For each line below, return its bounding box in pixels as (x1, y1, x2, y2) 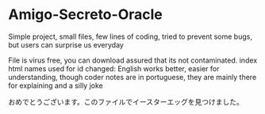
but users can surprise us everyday (8, 40, 125, 49)
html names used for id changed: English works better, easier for (8, 63, 220, 73)
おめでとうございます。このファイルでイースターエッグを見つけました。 (8, 97, 244, 106)
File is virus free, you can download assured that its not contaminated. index (8, 55, 258, 65)
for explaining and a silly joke (8, 81, 103, 90)
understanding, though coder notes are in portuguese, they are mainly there (8, 72, 257, 82)
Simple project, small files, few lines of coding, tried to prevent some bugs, (8, 32, 252, 41)
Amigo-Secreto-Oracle (8, 6, 163, 24)
